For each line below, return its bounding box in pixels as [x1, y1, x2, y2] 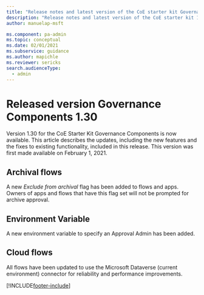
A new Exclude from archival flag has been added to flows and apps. [6, 183, 179, 190]
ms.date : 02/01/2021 [6, 43, 59, 49]
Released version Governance [6, 97, 161, 111]
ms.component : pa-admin [6, 31, 67, 37]
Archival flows [6, 167, 63, 177]
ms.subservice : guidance [6, 48, 69, 55]
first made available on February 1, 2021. [6, 150, 107, 157]
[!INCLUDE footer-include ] [6, 282, 71, 289]
